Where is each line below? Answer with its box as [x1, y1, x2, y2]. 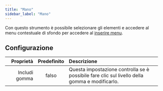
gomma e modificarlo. [68, 78, 119, 85]
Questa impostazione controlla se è [68, 66, 149, 73]
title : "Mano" [5, 7, 34, 12]
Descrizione [68, 58, 98, 65]
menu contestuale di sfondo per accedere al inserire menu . [5, 30, 123, 36]
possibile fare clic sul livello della [68, 72, 144, 79]
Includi [17, 69, 33, 76]
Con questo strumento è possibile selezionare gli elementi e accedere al [5, 25, 149, 30]
